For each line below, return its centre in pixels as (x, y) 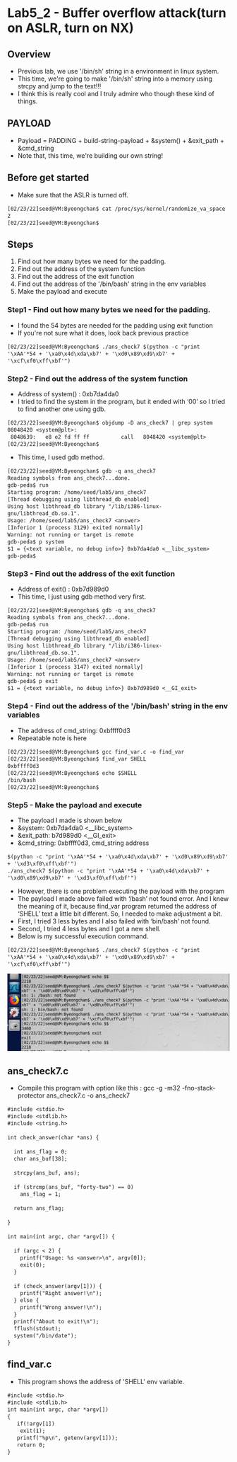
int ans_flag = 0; (41, 1151)
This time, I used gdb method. (61, 457)
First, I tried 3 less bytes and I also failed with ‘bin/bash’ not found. (114, 921)
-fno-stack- (199, 1088)
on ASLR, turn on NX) (71, 28)
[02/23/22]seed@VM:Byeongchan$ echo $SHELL (72, 773)
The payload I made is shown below (70, 820)
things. (28, 101)
